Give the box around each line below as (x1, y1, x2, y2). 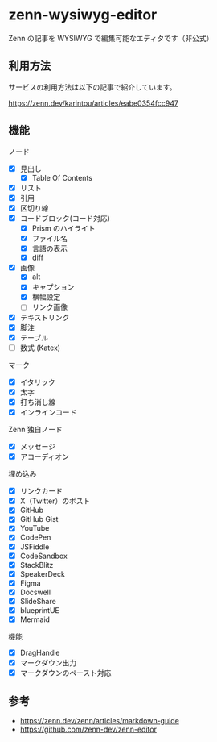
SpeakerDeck (19, 569, 66, 578)
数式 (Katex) (19, 343, 61, 352)
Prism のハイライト (31, 223, 96, 233)
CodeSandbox (19, 551, 68, 561)
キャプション (31, 282, 75, 292)
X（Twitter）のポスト (19, 496, 91, 506)
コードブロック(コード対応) (19, 213, 110, 223)
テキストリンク (19, 312, 70, 322)
